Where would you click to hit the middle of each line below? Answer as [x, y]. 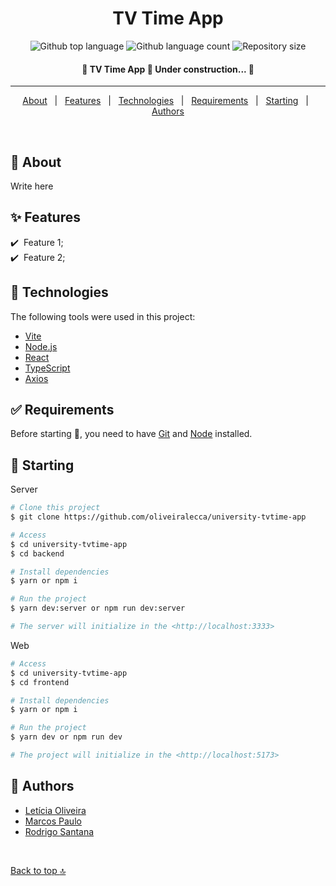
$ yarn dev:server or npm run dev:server [98, 608]
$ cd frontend [40, 682]
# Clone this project [55, 508]
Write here [32, 186]
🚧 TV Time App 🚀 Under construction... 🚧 [168, 69]
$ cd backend [37, 553]
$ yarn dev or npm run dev [66, 737]
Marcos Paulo [53, 821]
